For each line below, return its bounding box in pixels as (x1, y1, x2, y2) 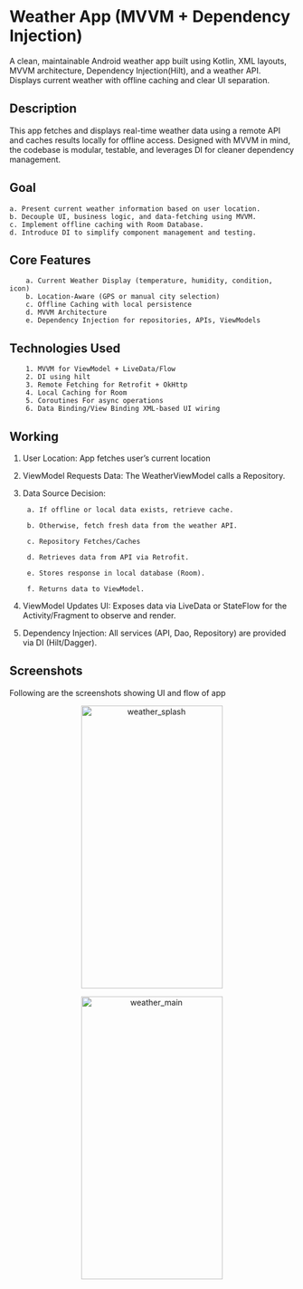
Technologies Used (9, 340, 120, 356)
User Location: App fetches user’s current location (22, 453, 211, 463)
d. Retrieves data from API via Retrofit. (26, 553, 190, 562)
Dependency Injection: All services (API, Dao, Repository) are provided (22, 627, 287, 638)
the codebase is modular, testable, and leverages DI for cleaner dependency (9, 144, 295, 155)
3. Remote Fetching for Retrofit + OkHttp (25, 380, 188, 390)
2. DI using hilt (25, 373, 91, 382)
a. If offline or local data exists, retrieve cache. (26, 505, 234, 514)
